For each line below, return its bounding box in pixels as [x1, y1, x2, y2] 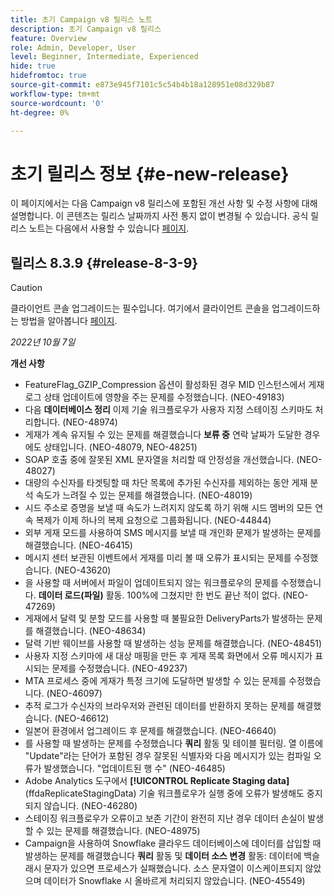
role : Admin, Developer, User [10, 42, 137, 53]
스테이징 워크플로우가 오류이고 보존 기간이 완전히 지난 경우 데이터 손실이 [24, 812, 306, 825]
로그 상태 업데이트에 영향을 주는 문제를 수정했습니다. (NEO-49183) [24, 391, 285, 403]
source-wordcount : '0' [10, 98, 105, 108]
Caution [10, 282, 43, 294]
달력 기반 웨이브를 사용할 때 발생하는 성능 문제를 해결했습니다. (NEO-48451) [24, 637, 323, 650]
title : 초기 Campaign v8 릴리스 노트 [10, 14, 153, 25]
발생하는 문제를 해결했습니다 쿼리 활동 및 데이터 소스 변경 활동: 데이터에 [24, 850, 302, 862]
